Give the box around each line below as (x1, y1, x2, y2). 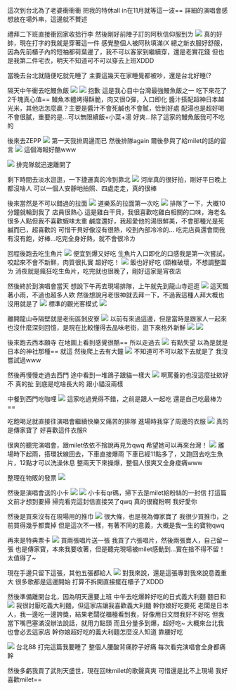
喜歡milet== (7, 675, 42, 684)
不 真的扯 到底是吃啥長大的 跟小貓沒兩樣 (7, 380, 124, 388)
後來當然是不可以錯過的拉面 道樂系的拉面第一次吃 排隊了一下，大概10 (7, 199, 226, 207)
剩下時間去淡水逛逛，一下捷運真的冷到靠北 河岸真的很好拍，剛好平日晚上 (7, 175, 227, 183)
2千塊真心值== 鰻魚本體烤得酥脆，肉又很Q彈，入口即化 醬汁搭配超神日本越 (7, 95, 225, 104)
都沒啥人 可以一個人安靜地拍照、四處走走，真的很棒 (7, 184, 157, 192)
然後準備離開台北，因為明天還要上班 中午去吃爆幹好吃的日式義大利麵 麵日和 (7, 593, 226, 600)
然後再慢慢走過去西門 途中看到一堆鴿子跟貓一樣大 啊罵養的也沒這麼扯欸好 (7, 371, 229, 379)
